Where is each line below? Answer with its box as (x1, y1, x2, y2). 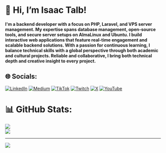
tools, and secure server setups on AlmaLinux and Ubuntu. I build (5, 32, 142, 38)
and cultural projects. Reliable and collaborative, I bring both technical (5, 52, 152, 58)
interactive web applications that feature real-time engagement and (5, 37, 147, 43)
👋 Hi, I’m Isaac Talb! (5, 4, 87, 16)
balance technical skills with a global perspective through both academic (5, 47, 159, 53)
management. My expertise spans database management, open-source (5, 26, 156, 32)
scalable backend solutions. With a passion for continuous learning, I (5, 42, 150, 48)
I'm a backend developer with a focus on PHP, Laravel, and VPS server (5, 21, 152, 27)
